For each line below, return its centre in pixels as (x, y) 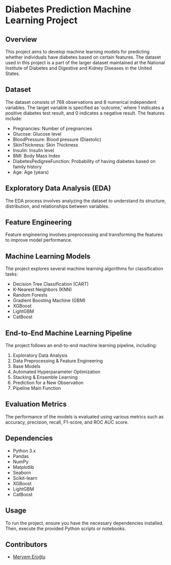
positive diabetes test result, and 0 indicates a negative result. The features (85, 113)
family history (27, 167)
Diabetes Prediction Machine (68, 10)
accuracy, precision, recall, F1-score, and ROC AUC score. (67, 422)
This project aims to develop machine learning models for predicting (78, 52)
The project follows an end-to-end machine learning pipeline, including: (81, 345)
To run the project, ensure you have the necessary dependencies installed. (84, 523)
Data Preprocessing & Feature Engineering (58, 361)
